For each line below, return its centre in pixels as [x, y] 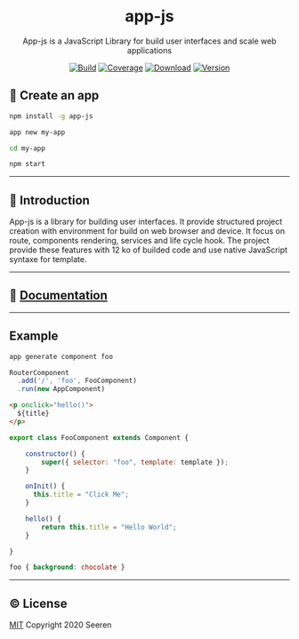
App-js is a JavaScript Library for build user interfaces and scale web [149, 41]
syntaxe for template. [48, 260]
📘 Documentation [59, 296]
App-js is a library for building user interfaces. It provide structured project [146, 222]
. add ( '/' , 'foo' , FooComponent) [77, 381]
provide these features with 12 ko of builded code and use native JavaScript [148, 250]
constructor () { [56, 454]
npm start [28, 164]
